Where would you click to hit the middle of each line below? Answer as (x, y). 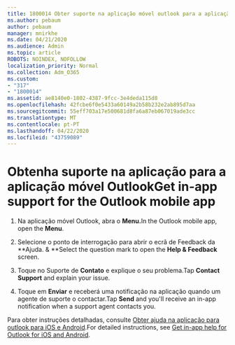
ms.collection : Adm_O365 (43, 72)
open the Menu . (41, 229)
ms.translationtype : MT (42, 118)
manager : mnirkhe (33, 33)
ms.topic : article (34, 53)
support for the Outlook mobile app (111, 202)
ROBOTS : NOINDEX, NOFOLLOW (47, 59)
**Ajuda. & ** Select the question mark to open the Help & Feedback (117, 250)
